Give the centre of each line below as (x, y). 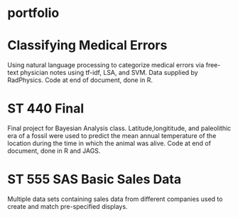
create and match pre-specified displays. (67, 206)
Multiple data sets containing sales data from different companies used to (115, 199)
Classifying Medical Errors (87, 46)
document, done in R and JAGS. (54, 151)
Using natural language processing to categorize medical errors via (106, 65)
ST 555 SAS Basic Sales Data (94, 179)
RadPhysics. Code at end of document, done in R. (80, 80)
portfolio (33, 13)
